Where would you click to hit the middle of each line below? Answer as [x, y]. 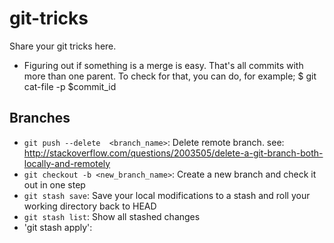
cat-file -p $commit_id [70, 86]
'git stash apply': [58, 227]
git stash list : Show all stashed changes [112, 216]
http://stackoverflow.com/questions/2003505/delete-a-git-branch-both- [173, 153]
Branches [40, 118]
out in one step [54, 184]
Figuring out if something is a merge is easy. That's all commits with [163, 65]
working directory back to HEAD [90, 206]
